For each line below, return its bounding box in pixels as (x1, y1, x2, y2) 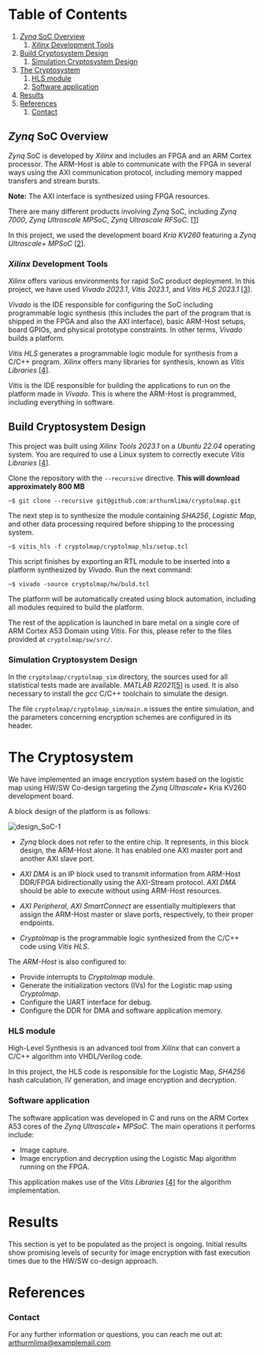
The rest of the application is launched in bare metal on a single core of (8, 618, 240, 627)
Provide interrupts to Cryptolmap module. (19, 972, 155, 982)
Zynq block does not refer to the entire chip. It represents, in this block (19, 838, 250, 847)
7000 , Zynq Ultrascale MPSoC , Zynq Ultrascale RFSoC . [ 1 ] (8, 215, 199, 224)
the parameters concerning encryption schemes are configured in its (8, 712, 232, 722)
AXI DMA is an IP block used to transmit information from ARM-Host (19, 869, 241, 879)
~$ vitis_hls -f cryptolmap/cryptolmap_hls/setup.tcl (8, 543, 189, 551)
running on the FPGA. (19, 1162, 90, 1171)
